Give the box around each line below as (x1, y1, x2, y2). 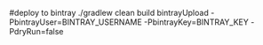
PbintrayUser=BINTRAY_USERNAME (9, 17, 142, 27)
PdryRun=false (9, 26, 64, 36)
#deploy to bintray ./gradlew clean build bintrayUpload (9, 8, 209, 18)
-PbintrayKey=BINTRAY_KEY (143, 17, 249, 27)
